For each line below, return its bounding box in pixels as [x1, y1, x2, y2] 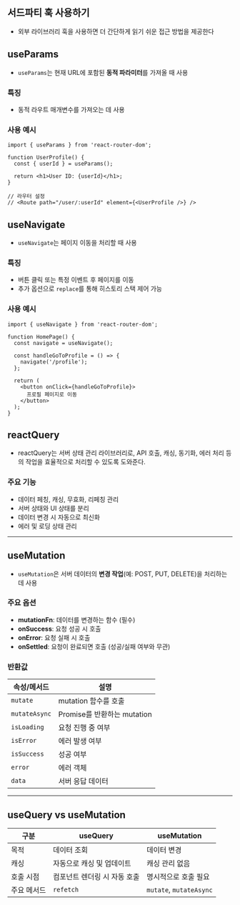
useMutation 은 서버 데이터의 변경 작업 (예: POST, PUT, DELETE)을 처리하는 [17, 569, 228, 578]
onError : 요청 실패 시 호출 [17, 633, 91, 641]
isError [11, 736, 37, 745]
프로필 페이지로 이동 [26, 391, 77, 398]
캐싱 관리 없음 [146, 858, 191, 868]
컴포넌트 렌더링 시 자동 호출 [52, 871, 140, 881]
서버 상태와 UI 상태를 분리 [17, 504, 89, 512]
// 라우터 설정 [7, 193, 45, 200]
